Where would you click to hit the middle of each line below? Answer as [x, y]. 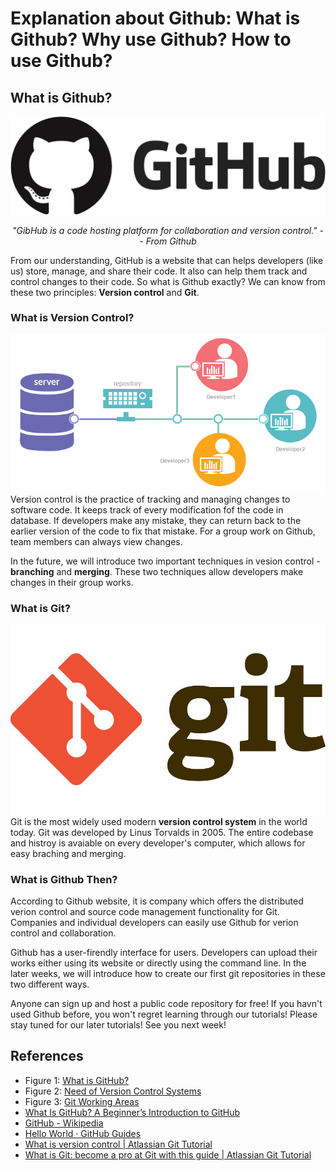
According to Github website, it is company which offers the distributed [157, 901]
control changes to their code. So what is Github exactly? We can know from [168, 281]
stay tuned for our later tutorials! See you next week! [118, 1024]
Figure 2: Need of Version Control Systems [113, 1091]
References [47, 1056]
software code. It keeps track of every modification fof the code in [147, 509]
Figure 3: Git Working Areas [82, 1101]
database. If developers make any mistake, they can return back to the [156, 520]
